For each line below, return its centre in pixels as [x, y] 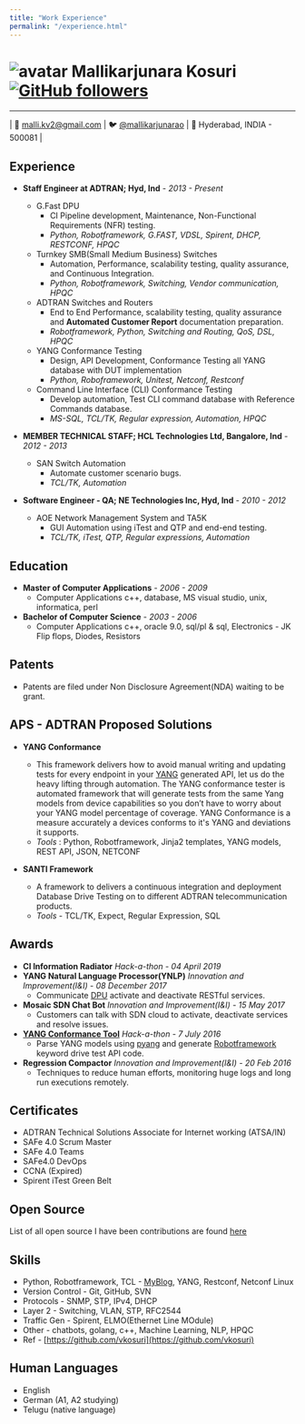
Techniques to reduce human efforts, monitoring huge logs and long [164, 1072]
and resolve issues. [72, 1024]
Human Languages [64, 1368]
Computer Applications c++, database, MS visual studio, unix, [152, 597]
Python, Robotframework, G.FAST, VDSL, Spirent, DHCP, [155, 235]
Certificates [44, 1110]
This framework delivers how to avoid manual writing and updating [161, 764]
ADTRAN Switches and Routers [94, 303]
